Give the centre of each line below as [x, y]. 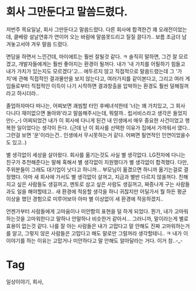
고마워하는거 [176, 226]
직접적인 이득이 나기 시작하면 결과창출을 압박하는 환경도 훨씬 [100, 86]
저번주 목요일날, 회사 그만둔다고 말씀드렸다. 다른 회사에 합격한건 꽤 [82, 29]
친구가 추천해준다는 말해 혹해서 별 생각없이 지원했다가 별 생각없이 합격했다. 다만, [97, 162]
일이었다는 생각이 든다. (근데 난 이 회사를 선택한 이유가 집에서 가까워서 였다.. [103, 127]
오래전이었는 [173, 29]
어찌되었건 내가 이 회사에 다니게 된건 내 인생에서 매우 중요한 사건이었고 [103, 120]
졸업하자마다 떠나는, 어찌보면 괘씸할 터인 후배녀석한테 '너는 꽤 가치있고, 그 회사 [96, 106]
